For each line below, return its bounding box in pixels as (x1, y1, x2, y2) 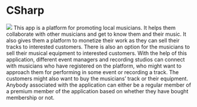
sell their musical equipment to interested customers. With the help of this (6, 49, 187, 57)
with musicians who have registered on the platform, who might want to (6, 62, 182, 69)
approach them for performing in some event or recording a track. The (6, 68, 179, 75)
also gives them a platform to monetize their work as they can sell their (6, 36, 180, 44)
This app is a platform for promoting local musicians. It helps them (13, 24, 176, 31)
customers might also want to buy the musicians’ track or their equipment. (6, 75, 189, 82)
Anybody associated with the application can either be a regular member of (6, 81, 192, 88)
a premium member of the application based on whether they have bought (6, 87, 189, 94)
